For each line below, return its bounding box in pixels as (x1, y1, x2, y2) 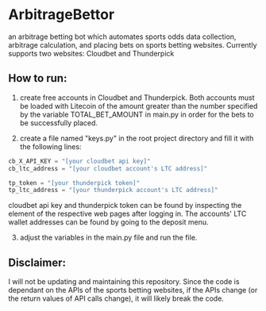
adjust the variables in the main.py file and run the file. (19, 232, 198, 243)
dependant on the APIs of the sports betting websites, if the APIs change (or (8, 286, 258, 295)
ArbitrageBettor (8, 6, 115, 24)
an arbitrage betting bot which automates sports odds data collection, (8, 32, 237, 41)
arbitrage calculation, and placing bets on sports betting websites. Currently (8, 40, 257, 49)
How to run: (8, 71, 67, 85)
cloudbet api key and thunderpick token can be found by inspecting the (8, 201, 242, 210)
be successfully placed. (19, 117, 98, 128)
